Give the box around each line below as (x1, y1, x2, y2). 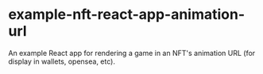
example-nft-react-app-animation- (8, 6, 246, 24)
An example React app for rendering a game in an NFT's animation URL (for (8, 48, 256, 57)
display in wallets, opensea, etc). (8, 57, 115, 66)
